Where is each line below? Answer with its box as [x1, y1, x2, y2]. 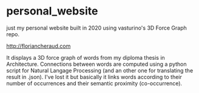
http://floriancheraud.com [6, 42, 71, 50]
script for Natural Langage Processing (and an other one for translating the [6, 66, 194, 74]
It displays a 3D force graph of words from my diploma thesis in [6, 54, 165, 61]
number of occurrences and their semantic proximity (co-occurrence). [6, 80, 183, 87]
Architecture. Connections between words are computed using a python [6, 60, 187, 68]
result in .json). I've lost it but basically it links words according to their [6, 73, 182, 80]
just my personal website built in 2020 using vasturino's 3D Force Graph [6, 24, 187, 31]
